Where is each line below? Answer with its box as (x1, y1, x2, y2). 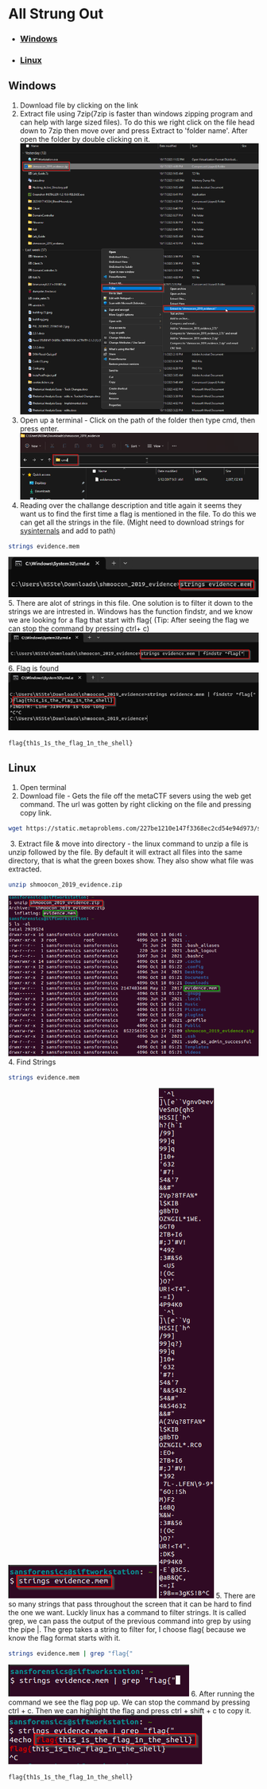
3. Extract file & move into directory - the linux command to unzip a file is (10, 839, 249, 848)
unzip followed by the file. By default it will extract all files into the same (8, 847, 242, 857)
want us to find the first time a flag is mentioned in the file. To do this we (19, 509, 257, 518)
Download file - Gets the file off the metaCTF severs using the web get (19, 791, 252, 800)
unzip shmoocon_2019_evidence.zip (8, 880, 123, 889)
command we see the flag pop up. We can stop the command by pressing (8, 1697, 250, 1707)
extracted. (8, 864, 42, 874)
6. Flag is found (8, 663, 60, 673)
